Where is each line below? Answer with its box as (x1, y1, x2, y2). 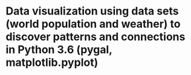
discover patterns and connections (5, 30, 186, 44)
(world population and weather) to (5, 17, 181, 31)
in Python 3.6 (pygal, (5, 43, 112, 57)
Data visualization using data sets (5, 4, 179, 18)
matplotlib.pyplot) (5, 56, 99, 70)
